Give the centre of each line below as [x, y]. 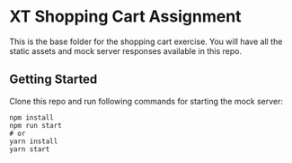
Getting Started [53, 80]
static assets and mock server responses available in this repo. [126, 50]
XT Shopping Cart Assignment [125, 17]
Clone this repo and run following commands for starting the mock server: [146, 101]
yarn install [34, 141]
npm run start [36, 125]
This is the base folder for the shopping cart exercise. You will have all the [146, 41]
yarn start [30, 149]
